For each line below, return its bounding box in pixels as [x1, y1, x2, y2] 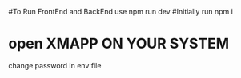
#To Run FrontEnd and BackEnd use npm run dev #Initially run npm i [8, 7, 234, 16]
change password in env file [8, 60, 102, 70]
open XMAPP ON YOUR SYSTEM [8, 35, 230, 53]
